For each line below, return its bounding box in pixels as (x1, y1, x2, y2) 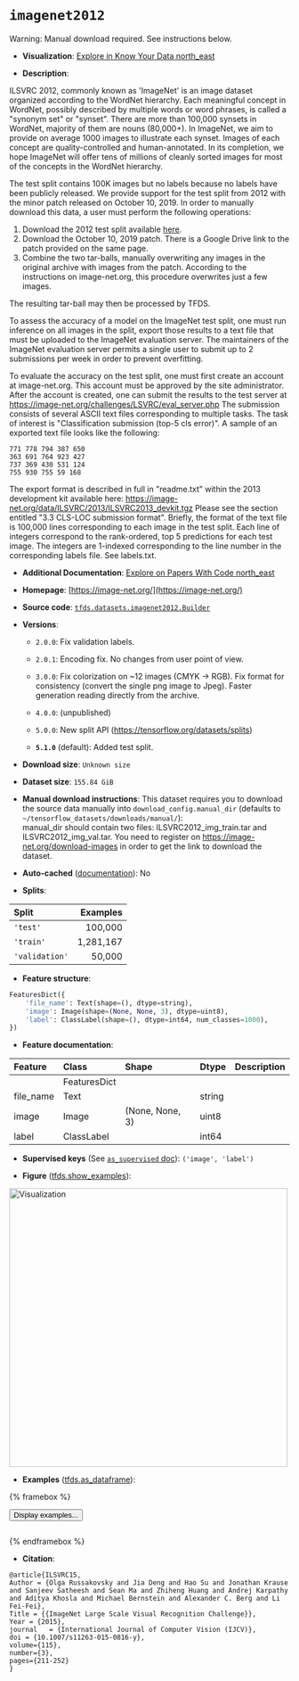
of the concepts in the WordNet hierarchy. (9, 161, 163, 171)
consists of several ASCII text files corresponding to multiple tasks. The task (9, 408, 289, 419)
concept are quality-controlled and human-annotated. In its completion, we (9, 142, 285, 152)
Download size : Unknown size (21, 759, 131, 770)
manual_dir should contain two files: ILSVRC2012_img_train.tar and (21, 821, 267, 832)
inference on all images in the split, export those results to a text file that (9, 325, 274, 335)
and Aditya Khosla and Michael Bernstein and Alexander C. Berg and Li (9, 1594, 280, 1603)
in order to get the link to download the (119, 841, 263, 852)
